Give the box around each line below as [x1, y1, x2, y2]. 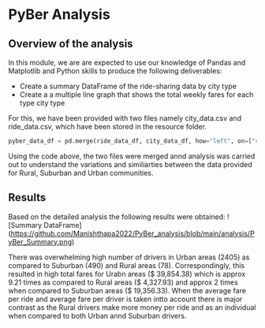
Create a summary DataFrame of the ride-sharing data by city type [19, 81, 237, 91]
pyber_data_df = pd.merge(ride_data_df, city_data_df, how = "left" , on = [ [8, 137, 252, 145]
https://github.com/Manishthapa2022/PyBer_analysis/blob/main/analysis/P [10, 229, 255, 238]
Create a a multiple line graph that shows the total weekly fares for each [19, 90, 254, 99]
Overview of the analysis [8, 37, 133, 50]
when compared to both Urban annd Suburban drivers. [8, 311, 187, 320]
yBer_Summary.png [8, 237, 73, 246]
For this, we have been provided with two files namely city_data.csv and [8, 114, 242, 123]
